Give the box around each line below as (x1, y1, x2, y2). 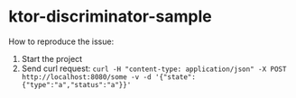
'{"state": (155, 72, 196, 82)
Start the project (21, 53, 83, 64)
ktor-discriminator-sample (8, 6, 213, 27)
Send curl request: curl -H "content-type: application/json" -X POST (21, 63, 287, 74)
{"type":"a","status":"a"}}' (21, 80, 132, 89)
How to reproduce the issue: (8, 36, 115, 47)
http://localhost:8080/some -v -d (21, 72, 152, 82)
